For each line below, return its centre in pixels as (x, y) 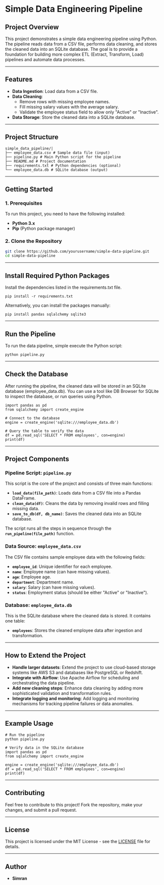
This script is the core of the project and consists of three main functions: (79, 484)
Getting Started (29, 189)
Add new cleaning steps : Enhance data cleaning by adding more (78, 688)
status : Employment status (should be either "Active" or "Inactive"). (80, 592)
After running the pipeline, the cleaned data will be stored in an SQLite (76, 386)
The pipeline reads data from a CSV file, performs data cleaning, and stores (81, 44)
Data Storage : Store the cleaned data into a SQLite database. (74, 117)
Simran (20, 879)
